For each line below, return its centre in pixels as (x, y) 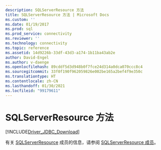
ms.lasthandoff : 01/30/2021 (35, 86)
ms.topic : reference (27, 48)
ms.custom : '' (20, 19)
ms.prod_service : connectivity (39, 34)
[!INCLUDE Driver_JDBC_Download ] (43, 132)
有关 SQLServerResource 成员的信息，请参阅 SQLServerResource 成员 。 (82, 142)
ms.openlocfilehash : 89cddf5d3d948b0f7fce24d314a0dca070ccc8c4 (74, 67)
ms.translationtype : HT (31, 77)
